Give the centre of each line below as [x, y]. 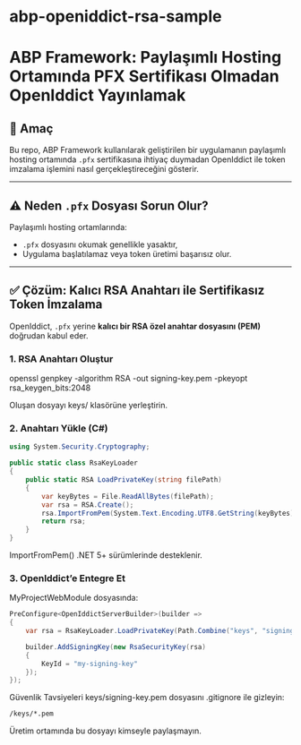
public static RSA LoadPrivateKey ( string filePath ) [124, 480]
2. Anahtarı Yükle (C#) [59, 429]
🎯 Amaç [31, 128]
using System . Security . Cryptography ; [80, 447]
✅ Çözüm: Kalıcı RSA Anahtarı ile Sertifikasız [137, 291]
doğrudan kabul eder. [49, 335]
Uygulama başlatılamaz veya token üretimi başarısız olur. [127, 254]
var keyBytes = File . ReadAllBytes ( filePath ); [128, 496]
